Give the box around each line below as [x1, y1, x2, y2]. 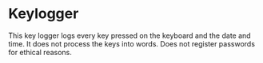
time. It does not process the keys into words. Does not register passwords [8, 39, 256, 48]
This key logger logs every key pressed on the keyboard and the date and [8, 31, 251, 40]
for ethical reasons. [8, 47, 72, 57]
